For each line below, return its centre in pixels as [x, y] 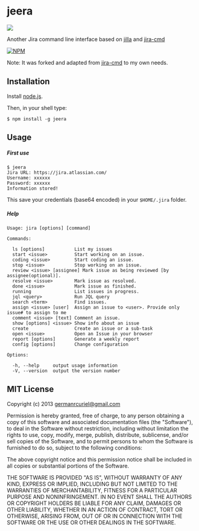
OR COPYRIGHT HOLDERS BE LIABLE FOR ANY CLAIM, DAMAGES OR [94, 503]
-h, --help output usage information [65, 366]
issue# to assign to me [37, 313]
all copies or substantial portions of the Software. [68, 466]
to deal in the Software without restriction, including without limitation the [98, 428]
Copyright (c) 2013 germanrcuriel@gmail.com [64, 404]
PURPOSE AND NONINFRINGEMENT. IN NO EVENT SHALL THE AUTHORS [99, 497]
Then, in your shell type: [37, 108]
